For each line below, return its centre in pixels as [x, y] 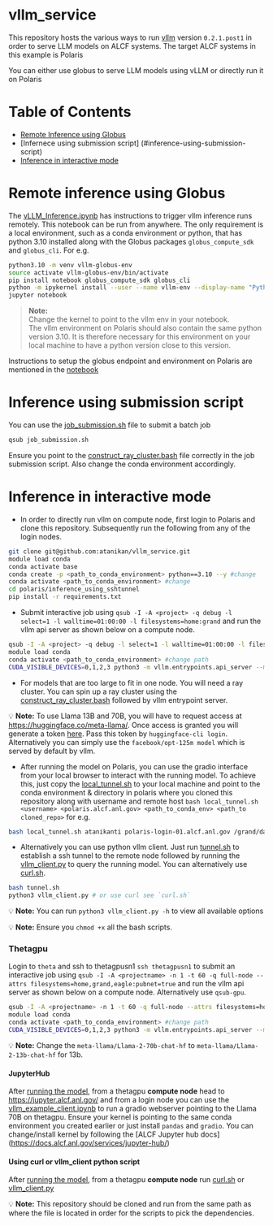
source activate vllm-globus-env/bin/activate [89, 273]
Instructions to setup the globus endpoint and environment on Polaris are [131, 361]
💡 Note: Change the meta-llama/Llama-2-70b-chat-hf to [102, 1045]
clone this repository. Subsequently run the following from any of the [135, 528]
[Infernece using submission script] [80, 143]
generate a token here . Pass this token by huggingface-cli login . [118, 734]
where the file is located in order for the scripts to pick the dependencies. [131, 1213]
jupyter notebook [38, 295]
